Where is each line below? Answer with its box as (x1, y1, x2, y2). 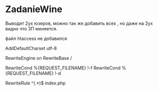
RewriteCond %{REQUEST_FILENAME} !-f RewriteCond (5, 65, 121, 71)
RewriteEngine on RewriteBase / (5, 55, 72, 61)
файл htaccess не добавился (5, 35, 67, 41)
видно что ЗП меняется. (5, 25, 58, 31)
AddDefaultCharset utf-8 (5, 45, 57, 51)
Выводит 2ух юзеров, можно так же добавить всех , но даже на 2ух (5, 20, 153, 26)
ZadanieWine (5, 4, 62, 15)
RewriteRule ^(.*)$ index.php (5, 80, 66, 86)
